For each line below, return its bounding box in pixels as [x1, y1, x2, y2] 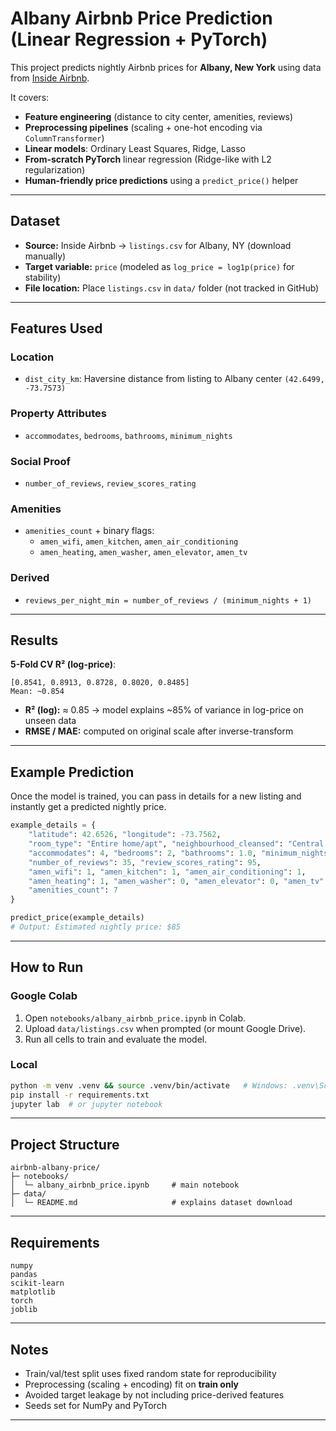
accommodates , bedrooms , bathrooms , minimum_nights [24, 429, 233, 441]
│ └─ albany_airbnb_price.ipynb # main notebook [10, 1180, 240, 1191]
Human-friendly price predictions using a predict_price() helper [24, 174, 299, 186]
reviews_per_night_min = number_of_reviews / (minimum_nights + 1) [24, 595, 312, 606]
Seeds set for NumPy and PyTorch [24, 1399, 167, 1411]
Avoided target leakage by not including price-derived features [24, 1388, 285, 1401]
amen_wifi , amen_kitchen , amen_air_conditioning [39, 535, 239, 547]
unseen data [24, 715, 77, 727]
